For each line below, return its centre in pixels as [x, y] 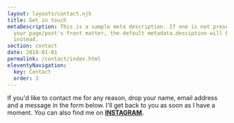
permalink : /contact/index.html [54, 59]
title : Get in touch [37, 20]
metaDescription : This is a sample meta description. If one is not [109, 26]
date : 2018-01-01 [32, 53]
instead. [26, 40]
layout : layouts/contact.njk [49, 14]
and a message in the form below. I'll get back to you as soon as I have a [111, 106]
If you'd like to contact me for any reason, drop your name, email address [112, 98]
